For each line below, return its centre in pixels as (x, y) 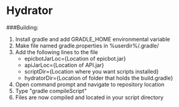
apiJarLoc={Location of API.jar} (64, 65)
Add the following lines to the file (57, 52)
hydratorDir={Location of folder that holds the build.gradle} (99, 78)
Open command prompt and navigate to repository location (90, 84)
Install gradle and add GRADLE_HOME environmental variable (93, 39)
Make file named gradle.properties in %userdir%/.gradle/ (87, 46)
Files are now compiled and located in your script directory (89, 97)
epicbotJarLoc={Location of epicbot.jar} (75, 58)
